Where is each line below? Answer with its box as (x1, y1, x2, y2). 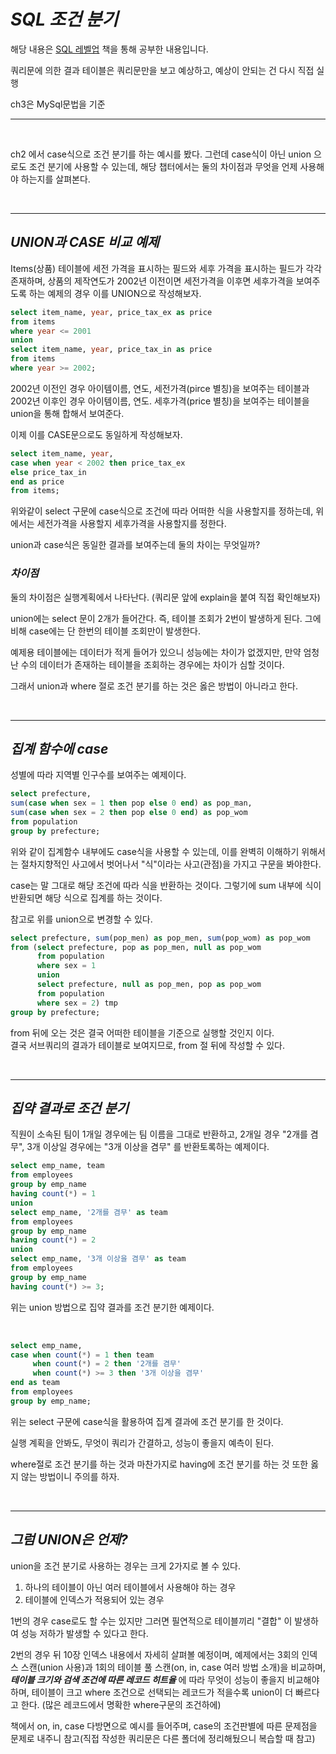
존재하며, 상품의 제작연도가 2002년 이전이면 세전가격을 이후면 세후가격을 (10, 275, 294, 287)
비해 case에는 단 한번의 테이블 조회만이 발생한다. (10, 625, 201, 637)
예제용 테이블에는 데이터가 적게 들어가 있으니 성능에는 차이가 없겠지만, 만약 (10, 646, 302, 658)
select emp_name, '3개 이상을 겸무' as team (10, 1254, 187, 1264)
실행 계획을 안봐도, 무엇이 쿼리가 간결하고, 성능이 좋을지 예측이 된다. (10, 1436, 275, 1449)
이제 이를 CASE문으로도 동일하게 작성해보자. (10, 428, 183, 440)
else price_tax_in (10, 467, 87, 477)
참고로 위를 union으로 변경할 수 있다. (10, 913, 153, 925)
